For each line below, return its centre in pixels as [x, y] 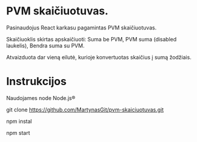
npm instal [19, 121]
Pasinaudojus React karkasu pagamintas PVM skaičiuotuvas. [81, 28]
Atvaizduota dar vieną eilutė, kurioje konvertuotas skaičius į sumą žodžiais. [99, 57]
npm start [18, 132]
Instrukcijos [37, 81]
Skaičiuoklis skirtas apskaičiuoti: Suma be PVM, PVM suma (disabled [92, 39]
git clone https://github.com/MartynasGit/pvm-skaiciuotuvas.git [85, 110]
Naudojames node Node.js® [41, 98]
